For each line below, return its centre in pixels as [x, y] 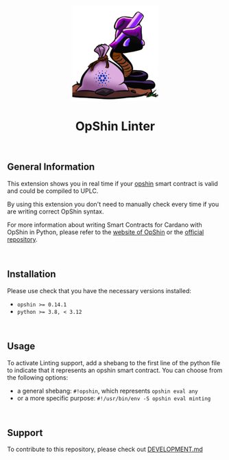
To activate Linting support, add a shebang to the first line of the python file [114, 363]
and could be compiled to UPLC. [53, 191]
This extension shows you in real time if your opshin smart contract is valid [112, 183]
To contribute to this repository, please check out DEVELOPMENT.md [105, 449]
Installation [32, 274]
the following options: [38, 377]
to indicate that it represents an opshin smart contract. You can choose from [115, 370]
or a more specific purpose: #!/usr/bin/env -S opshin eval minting [114, 398]
